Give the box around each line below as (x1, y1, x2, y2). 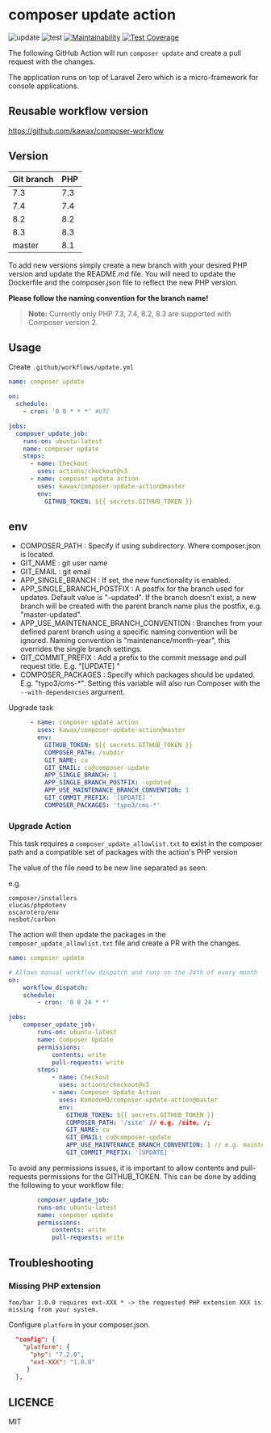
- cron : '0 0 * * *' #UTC (23, 408, 110, 416)
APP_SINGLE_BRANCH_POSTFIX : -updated (44, 779, 172, 787)
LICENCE (8, 1395, 55, 1409)
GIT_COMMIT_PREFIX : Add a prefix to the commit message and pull (19, 653, 248, 662)
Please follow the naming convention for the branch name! (8, 293, 209, 302)
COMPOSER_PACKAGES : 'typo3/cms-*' (44, 801, 161, 809)
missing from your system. (8, 1305, 99, 1313)
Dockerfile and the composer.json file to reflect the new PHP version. (8, 277, 238, 287)
